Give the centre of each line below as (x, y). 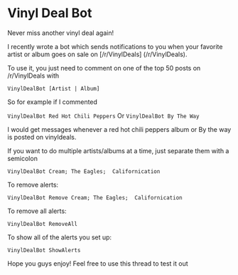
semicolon (22, 158)
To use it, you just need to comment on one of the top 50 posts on (104, 68)
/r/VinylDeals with (33, 76)
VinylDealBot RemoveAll (43, 224)
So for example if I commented (53, 102)
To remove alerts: (33, 185)
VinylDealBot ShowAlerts (44, 250)
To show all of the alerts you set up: (60, 237)
